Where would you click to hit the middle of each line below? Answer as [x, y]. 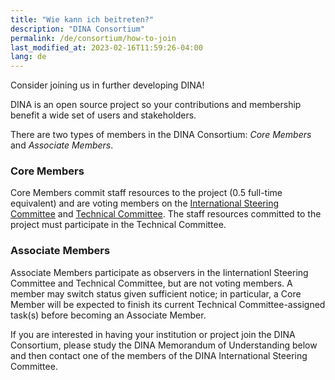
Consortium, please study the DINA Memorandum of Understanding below [164, 345]
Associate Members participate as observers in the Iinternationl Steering [159, 272]
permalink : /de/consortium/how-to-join [93, 38]
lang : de [28, 57]
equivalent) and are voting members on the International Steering [144, 203]
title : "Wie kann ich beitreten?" [82, 19]
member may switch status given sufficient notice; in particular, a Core [156, 293]
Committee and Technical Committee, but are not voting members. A [151, 283]
